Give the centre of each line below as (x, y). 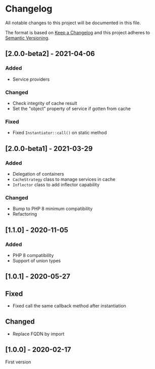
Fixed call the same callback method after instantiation (69, 306)
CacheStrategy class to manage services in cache (64, 179)
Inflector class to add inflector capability (56, 184)
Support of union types (37, 260)
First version (18, 362)
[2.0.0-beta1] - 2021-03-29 (49, 149)
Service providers (31, 79)
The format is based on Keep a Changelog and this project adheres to (78, 32)
